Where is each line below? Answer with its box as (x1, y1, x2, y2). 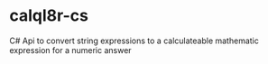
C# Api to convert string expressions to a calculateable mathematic (9, 35, 259, 46)
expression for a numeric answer (9, 44, 133, 55)
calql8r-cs (9, 5, 88, 26)
